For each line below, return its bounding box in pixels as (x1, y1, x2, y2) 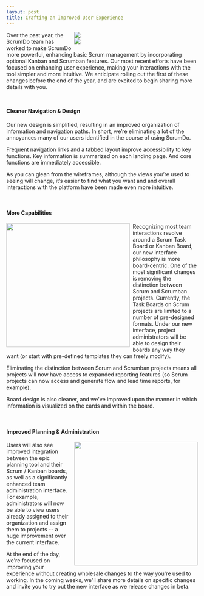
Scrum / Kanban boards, (6, 467, 68, 475)
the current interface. (6, 539, 59, 546)
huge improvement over (6, 532, 66, 540)
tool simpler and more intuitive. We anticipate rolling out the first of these (6, 70, 189, 77)
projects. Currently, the (132, 294, 191, 301)
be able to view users (6, 506, 60, 514)
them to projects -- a (6, 526, 59, 533)
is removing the (132, 275, 172, 282)
